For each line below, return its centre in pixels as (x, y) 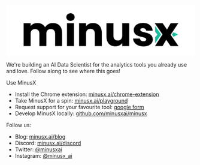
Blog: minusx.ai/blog (40, 137)
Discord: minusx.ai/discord (48, 143)
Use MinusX (21, 83)
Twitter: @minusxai (39, 149)
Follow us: (19, 125)
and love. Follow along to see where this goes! (63, 71)
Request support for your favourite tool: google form (79, 107)
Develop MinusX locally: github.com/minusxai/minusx (81, 113)
